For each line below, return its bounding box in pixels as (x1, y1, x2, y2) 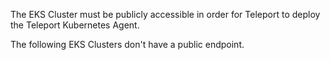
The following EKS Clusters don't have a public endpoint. (10, 39, 245, 50)
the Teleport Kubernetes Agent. (10, 19, 140, 31)
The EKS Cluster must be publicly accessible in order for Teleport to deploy (10, 9, 321, 20)
